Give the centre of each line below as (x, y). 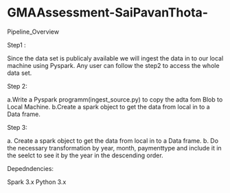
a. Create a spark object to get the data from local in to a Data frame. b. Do (113, 140)
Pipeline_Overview (33, 32)
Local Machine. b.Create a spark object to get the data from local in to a (109, 106)
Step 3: (17, 127)
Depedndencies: (30, 168)
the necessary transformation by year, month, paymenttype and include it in (114, 148)
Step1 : (16, 45)
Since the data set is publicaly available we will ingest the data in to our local (115, 58)
